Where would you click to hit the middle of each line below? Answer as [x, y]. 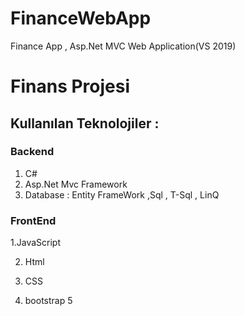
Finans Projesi [70, 86]
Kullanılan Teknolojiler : [85, 123]
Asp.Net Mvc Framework [76, 184]
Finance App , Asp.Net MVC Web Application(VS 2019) [123, 46]
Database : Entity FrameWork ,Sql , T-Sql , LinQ [122, 194]
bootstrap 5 [48, 301]
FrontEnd [33, 220]
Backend [32, 152]
